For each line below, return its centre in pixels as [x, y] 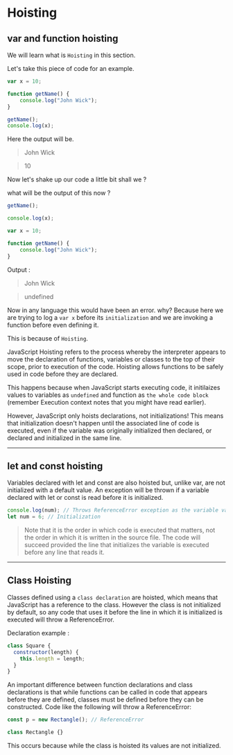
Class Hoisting [39, 581]
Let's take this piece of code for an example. [71, 68]
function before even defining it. [53, 325]
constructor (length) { [46, 652]
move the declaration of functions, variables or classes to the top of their [111, 359]
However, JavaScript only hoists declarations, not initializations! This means [115, 416]
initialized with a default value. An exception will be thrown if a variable [108, 490]
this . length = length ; [52, 658]
